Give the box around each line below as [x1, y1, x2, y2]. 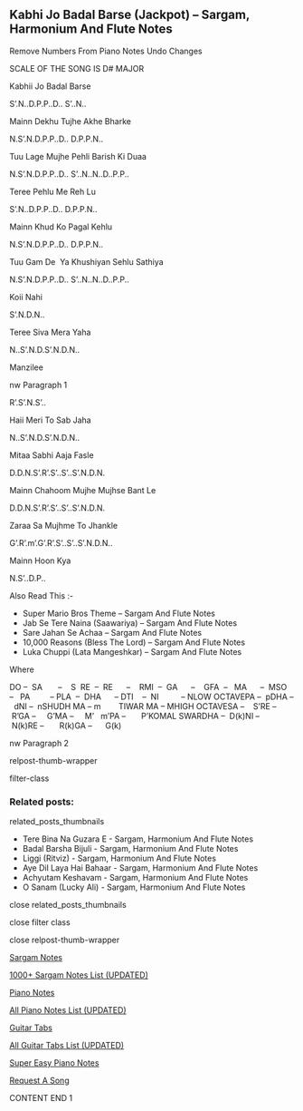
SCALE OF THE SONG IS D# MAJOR [9, 63, 145, 73]
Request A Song [9, 1075, 70, 1087]
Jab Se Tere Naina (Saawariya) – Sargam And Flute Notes [22, 617, 238, 629]
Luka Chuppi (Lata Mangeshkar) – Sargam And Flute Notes [22, 646, 242, 657]
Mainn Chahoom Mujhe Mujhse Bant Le [9, 484, 156, 495]
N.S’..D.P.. [9, 572, 46, 583]
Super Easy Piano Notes [9, 1057, 99, 1068]
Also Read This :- [9, 590, 74, 601]
